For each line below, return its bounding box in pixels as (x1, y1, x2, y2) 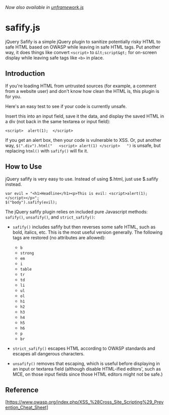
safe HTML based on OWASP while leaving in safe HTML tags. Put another (5, 44, 160, 50)
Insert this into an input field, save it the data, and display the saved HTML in (5, 113, 164, 119)
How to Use (5, 163, 42, 171)
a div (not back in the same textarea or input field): (5, 118, 110, 124)
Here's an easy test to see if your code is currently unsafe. (5, 103, 127, 109)
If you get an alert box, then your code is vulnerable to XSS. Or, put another (5, 137, 162, 143)
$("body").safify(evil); (5, 199, 58, 205)
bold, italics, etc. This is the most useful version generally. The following (12, 229, 163, 235)
